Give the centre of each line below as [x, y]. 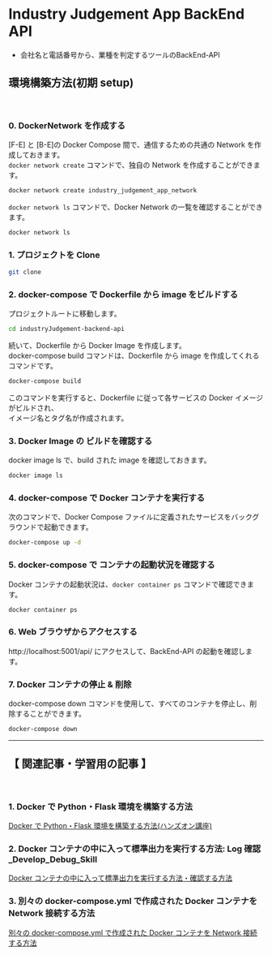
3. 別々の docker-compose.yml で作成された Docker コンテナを [133, 901]
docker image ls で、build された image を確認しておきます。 [110, 460]
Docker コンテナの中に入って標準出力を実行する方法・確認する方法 [121, 878]
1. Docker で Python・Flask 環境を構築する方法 [100, 807]
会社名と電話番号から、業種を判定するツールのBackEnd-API [120, 54]
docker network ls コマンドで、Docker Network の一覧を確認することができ [136, 207]
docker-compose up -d [45, 543]
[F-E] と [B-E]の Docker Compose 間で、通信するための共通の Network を [132, 145]
